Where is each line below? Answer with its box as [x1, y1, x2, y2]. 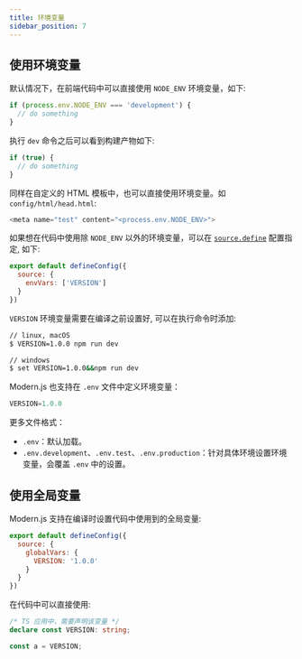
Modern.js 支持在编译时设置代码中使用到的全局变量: [9, 514, 202, 524]
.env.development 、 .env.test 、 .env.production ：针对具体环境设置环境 [22, 448, 288, 459]
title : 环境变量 [9, 13, 65, 23]
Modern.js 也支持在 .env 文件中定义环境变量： [9, 381, 180, 393]
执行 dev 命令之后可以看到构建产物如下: [9, 135, 155, 145]
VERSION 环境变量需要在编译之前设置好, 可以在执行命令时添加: [9, 312, 237, 323]
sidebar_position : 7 [9, 22, 87, 31]
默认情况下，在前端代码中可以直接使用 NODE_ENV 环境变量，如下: [9, 83, 246, 94]
